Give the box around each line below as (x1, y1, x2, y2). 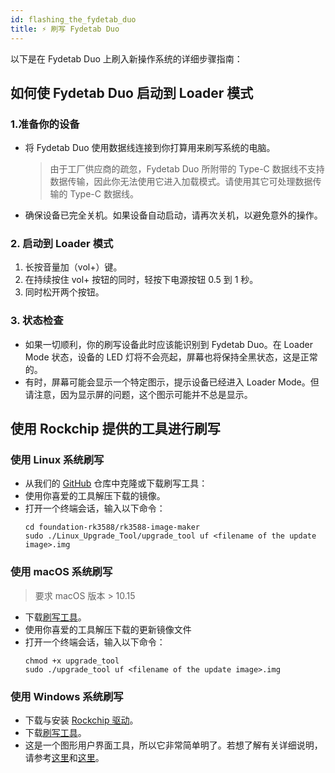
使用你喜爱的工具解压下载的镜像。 (24, 490, 166, 502)
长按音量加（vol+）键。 (24, 261, 123, 273)
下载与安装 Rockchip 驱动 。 (24, 714, 139, 726)
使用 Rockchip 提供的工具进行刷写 (10, 421, 221, 438)
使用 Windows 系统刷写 (10, 689, 124, 703)
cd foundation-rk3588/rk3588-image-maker (24, 522, 200, 533)
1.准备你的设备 (10, 117, 80, 131)
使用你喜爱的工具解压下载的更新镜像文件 (24, 623, 192, 635)
